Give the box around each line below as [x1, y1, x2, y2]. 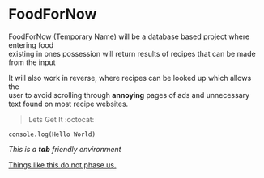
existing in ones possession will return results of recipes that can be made [8, 49, 257, 58]
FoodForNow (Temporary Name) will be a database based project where [8, 32, 250, 41]
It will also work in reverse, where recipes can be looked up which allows [8, 73, 252, 83]
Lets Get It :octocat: [28, 114, 95, 124]
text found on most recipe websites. [8, 99, 129, 108]
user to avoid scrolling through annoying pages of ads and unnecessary [8, 90, 249, 100]
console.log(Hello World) [8, 130, 96, 138]
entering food [8, 40, 54, 49]
